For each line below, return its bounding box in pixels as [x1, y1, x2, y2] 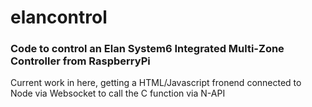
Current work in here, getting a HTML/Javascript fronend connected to [10, 77, 302, 89]
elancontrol [10, 6, 108, 29]
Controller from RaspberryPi [10, 54, 151, 68]
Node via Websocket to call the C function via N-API [10, 87, 226, 100]
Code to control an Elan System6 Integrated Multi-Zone [10, 42, 285, 56]
